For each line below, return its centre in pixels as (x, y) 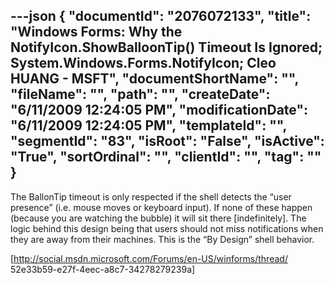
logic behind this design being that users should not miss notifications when (167, 228)
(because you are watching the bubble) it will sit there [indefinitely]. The (158, 218)
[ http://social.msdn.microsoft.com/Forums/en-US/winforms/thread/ (149, 258)
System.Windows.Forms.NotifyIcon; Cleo (143, 63)
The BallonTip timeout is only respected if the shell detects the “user (151, 196)
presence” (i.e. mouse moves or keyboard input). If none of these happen (161, 207)
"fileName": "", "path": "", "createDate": (140, 94)
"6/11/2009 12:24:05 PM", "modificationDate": (159, 110)
